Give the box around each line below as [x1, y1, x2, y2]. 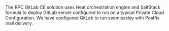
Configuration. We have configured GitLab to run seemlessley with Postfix [5, 15, 160, 20]
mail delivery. [5, 20, 33, 26]
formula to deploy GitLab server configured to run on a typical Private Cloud [5, 9, 164, 15]
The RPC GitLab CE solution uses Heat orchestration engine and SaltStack [5, 4, 161, 10]
